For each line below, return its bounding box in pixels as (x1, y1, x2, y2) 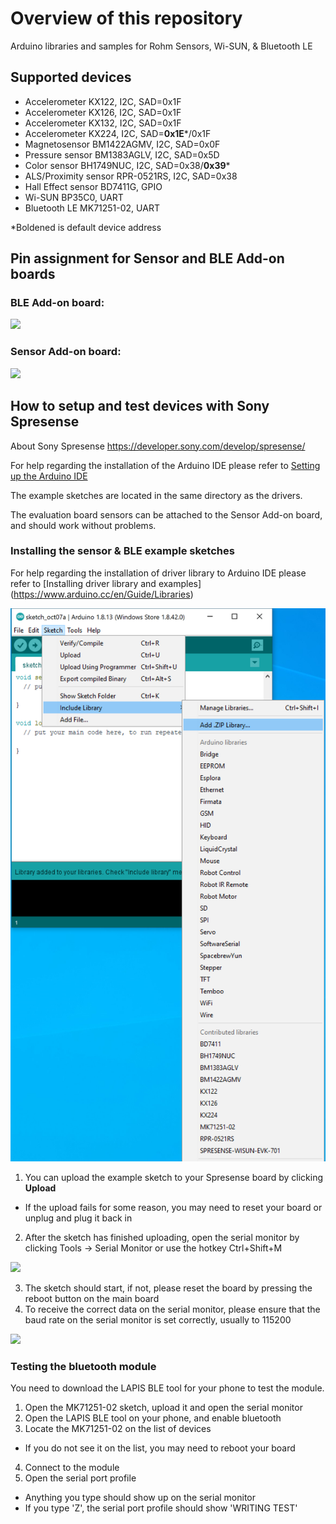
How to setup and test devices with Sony (10, 398, 270, 415)
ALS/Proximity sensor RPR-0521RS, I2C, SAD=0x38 (24, 170, 238, 182)
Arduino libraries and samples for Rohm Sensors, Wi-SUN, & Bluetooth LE (10, 40, 313, 52)
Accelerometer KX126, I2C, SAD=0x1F (24, 106, 182, 118)
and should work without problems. (10, 519, 157, 531)
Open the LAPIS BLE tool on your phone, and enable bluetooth (24, 1412, 282, 1424)
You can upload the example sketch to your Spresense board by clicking (24, 1172, 324, 1184)
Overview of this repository (10, 7, 243, 30)
